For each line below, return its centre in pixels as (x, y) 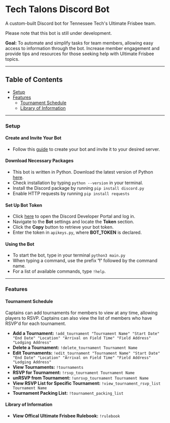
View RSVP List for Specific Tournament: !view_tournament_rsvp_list (87, 383)
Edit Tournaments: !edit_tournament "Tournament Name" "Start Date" (86, 353)
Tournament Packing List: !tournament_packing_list (68, 393)
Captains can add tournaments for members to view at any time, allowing (81, 313)
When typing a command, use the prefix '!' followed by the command (85, 261)
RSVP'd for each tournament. (36, 323)
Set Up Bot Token (24, 205)
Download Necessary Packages (39, 161)
